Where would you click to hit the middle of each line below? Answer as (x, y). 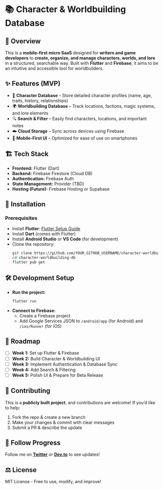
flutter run (24, 301)
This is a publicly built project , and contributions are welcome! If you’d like (80, 402)
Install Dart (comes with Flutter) (44, 234)
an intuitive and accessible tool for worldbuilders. (54, 68)
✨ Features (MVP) (33, 84)
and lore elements (30, 113)
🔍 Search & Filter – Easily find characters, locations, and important (79, 118)
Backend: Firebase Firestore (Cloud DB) (52, 173)
